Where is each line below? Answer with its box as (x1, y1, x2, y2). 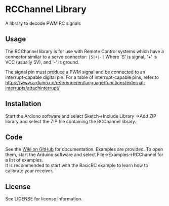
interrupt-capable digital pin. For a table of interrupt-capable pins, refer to (5, 74, 159, 80)
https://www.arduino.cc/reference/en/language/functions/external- (5, 79, 146, 85)
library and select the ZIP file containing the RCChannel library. (5, 118, 137, 124)
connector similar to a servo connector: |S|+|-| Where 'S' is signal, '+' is (5, 54, 157, 60)
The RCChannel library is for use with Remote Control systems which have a (5, 48, 164, 54)
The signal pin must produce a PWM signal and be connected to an (5, 69, 146, 75)
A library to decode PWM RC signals (5, 20, 81, 26)
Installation (5, 99, 41, 108)
